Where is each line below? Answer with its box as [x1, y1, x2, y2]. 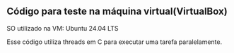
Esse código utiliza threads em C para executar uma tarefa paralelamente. [6, 38, 223, 46]
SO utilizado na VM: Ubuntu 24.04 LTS [6, 24, 119, 32]
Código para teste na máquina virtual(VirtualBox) [6, 6, 228, 17]
